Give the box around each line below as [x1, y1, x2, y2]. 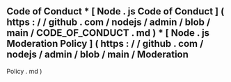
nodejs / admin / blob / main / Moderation [6, 49, 189, 61]
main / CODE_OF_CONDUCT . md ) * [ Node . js [6, 27, 210, 39]
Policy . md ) [6, 67, 42, 75]
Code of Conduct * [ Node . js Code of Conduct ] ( [6, 6, 225, 17]
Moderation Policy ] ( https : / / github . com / [6, 38, 204, 50]
